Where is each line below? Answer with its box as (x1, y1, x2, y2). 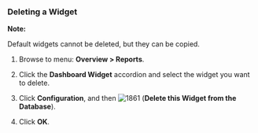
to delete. (18, 78, 50, 88)
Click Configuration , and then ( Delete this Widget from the (18, 94, 237, 103)
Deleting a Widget (7, 6, 78, 17)
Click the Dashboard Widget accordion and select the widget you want (18, 70, 250, 79)
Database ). (18, 102, 56, 112)
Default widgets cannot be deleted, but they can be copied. (7, 39, 200, 49)
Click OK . (18, 117, 50, 127)
